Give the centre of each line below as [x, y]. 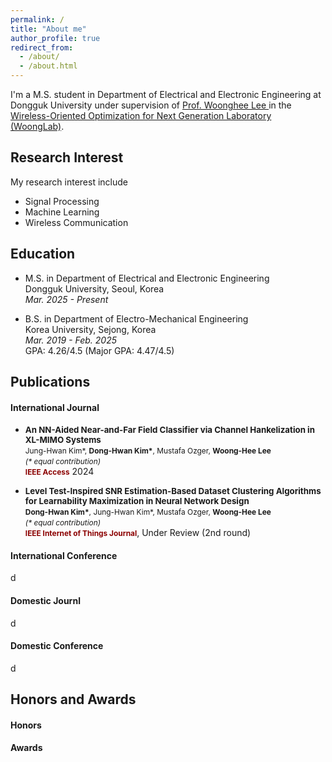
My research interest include [69, 182]
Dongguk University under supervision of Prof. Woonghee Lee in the [151, 105]
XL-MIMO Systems [63, 440]
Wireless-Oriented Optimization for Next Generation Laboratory [141, 115]
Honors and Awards [73, 699]
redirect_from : [42, 47]
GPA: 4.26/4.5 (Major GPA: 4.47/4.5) [99, 350]
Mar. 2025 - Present [66, 299]
